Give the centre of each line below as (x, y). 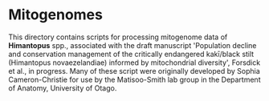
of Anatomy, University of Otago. (63, 88)
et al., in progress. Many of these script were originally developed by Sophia (134, 71)
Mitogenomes (55, 15)
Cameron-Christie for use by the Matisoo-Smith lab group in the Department (134, 79)
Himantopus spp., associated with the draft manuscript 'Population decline (132, 45)
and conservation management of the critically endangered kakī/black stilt (131, 54)
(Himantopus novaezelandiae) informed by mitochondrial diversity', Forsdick (134, 63)
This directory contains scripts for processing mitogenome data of (118, 37)
